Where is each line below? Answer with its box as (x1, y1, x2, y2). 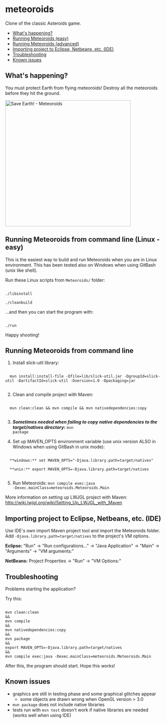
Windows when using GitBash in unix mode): (12, 444, 105, 450)
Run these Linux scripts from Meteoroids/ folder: (5, 277, 105, 283)
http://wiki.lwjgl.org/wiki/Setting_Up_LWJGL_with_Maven (5, 500, 123, 506)
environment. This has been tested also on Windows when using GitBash (5, 262, 156, 268)
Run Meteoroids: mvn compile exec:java (12, 480, 95, 486)
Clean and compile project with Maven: (12, 392, 94, 398)
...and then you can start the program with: (5, 309, 94, 315)
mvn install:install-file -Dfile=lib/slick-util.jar (10, 374, 122, 379)
